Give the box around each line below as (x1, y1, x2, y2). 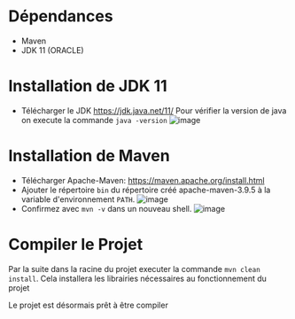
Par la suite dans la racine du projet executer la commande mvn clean (8, 263, 260, 274)
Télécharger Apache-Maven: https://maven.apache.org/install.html (20, 175, 265, 185)
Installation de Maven (8, 146, 170, 166)
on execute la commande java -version (20, 114, 167, 125)
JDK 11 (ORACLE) (20, 44, 85, 55)
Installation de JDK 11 (8, 76, 167, 97)
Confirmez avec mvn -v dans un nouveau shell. (20, 203, 192, 214)
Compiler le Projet (8, 235, 144, 254)
